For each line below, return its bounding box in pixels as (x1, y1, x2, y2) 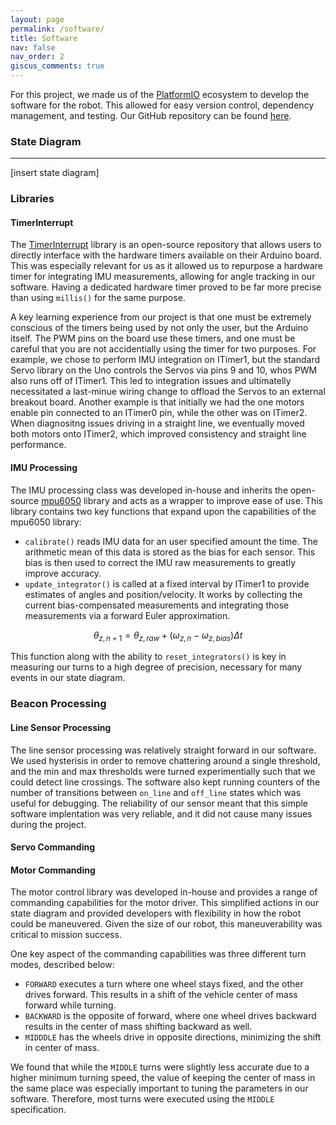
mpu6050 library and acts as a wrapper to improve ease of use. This (41, 494, 323, 506)
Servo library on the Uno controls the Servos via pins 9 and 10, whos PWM (10, 364, 318, 376)
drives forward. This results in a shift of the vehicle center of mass (24, 989, 298, 1001)
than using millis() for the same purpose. (10, 292, 186, 304)
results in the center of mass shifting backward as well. (24, 1021, 253, 1033)
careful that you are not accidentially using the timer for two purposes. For (10, 343, 317, 355)
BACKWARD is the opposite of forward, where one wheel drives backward (24, 1010, 317, 1022)
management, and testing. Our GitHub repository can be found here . (10, 110, 292, 121)
